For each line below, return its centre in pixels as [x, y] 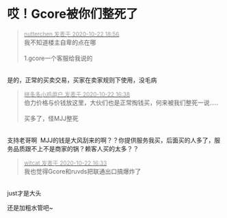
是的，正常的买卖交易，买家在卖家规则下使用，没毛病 [82, 80]
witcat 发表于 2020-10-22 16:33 [65, 163]
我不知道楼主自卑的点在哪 [60, 42]
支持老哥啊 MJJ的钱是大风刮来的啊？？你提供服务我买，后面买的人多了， [111, 140]
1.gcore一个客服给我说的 [58, 58]
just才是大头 [24, 193]
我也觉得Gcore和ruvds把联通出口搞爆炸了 [82, 171]
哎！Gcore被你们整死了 [73, 14]
